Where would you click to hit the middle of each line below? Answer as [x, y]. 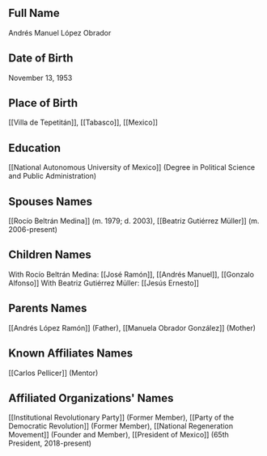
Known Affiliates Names [71, 354]
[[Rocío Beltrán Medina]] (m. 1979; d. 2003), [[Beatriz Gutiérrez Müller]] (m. [134, 221]
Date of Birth [41, 59]
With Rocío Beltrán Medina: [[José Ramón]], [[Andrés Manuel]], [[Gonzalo [131, 274]
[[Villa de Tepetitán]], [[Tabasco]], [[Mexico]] [83, 122]
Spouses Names [51, 201]
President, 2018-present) [50, 443]
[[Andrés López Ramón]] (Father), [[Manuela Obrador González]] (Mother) [132, 327]
